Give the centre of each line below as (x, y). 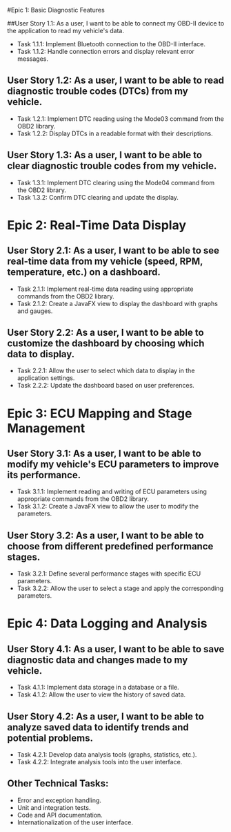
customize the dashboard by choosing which (106, 344)
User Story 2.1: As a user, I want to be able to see (113, 250)
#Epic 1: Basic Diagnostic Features (56, 10)
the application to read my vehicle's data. (66, 31)
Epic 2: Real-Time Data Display (97, 225)
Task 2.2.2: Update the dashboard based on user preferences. (106, 386)
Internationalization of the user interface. (75, 822)
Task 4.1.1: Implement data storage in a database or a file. (98, 688)
